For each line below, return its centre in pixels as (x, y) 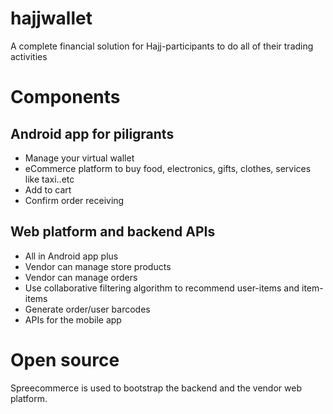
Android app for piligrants (92, 133)
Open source (65, 359)
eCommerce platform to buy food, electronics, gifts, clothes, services (168, 168)
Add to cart (48, 189)
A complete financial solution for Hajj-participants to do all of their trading (162, 46)
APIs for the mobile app (73, 319)
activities (29, 56)
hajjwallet (51, 18)
